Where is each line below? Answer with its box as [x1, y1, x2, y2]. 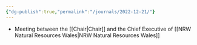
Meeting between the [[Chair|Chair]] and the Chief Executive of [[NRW [14, 25, 192, 32]
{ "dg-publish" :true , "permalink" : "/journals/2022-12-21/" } [5, 8, 155, 15]
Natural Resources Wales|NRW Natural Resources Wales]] [14, 31, 160, 39]
